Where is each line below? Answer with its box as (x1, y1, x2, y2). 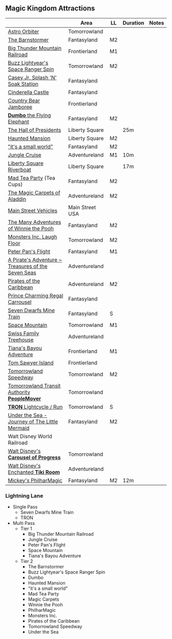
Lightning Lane (5, 492, 44, 499)
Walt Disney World (8, 432, 52, 439)
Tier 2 (20, 558, 33, 564)
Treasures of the (8, 262, 48, 270)
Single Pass (12, 504, 38, 510)
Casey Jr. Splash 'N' (8, 74, 57, 81)
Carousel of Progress (8, 454, 61, 461)
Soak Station (8, 80, 38, 87)
